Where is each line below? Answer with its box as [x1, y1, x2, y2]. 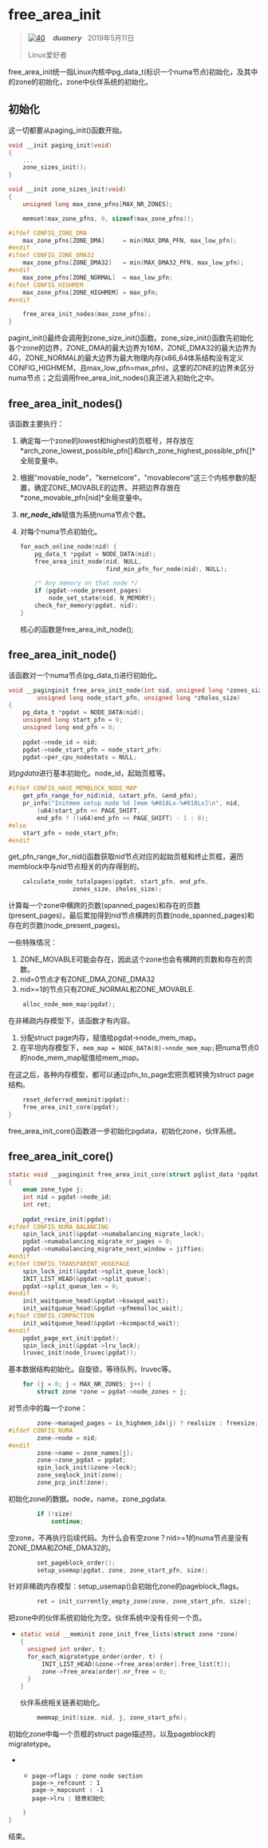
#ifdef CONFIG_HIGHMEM [8, 281, 84, 289]
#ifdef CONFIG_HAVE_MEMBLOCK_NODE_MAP [8, 784, 137, 792]
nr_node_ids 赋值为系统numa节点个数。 [19, 510, 150, 519]
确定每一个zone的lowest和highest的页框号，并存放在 [19, 435, 194, 445]
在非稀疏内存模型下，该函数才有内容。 [8, 1016, 134, 1025]
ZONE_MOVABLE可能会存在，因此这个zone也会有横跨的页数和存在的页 [19, 954, 253, 964]
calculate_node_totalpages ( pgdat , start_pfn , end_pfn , [22, 878, 209, 886]
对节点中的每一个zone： [8, 1403, 88, 1413]
